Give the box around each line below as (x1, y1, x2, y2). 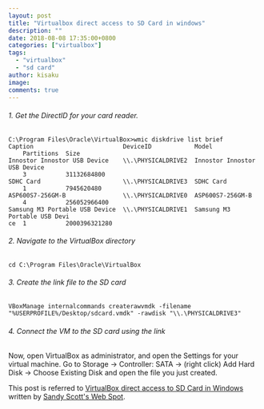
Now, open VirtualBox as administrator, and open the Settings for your (8, 351, 238, 360)
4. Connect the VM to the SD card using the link (8, 326, 166, 336)
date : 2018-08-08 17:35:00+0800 (8, 34, 116, 42)
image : (8, 78, 30, 86)
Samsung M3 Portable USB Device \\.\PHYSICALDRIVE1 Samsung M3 (8, 205, 230, 213)
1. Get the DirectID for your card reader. (8, 110, 138, 120)
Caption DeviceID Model (8, 142, 214, 150)
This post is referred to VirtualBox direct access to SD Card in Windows (8, 383, 244, 393)
